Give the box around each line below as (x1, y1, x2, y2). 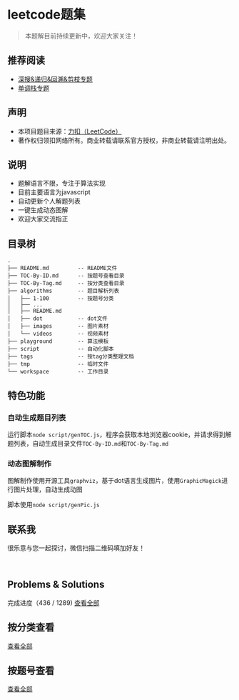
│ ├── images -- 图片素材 (7, 323, 109, 330)
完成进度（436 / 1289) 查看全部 (7, 598, 100, 607)
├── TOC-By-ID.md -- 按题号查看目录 (7, 272, 125, 279)
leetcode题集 (7, 6, 86, 23)
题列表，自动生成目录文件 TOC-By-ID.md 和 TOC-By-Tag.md (7, 439, 169, 447)
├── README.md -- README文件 (7, 265, 118, 272)
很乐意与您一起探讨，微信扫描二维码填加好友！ (7, 544, 145, 552)
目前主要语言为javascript (17, 188, 91, 196)
